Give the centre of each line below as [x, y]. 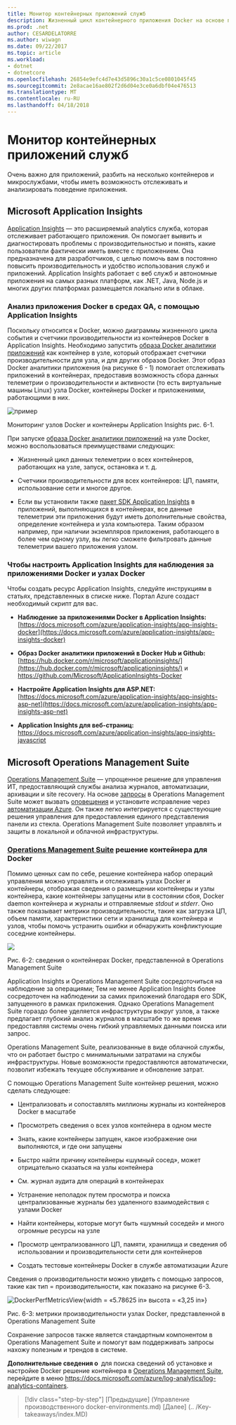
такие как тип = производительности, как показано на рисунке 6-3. [109, 1287]
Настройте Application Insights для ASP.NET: [86, 689]
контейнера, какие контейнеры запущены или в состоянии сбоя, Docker [116, 896]
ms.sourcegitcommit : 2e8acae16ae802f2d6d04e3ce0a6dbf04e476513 [102, 86]
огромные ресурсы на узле [59, 1231]
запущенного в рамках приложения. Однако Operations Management [111, 1004]
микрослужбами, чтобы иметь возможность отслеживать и [98, 182]
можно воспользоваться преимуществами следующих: [91, 445]
